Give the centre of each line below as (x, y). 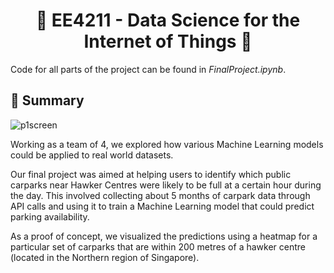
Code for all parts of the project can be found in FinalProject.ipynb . (148, 69)
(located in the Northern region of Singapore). (105, 257)
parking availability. (50, 216)
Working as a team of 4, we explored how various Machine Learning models (167, 144)
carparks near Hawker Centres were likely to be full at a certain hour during (166, 185)
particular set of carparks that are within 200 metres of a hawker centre (158, 246)
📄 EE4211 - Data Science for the (168, 20)
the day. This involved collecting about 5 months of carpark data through (160, 195)
